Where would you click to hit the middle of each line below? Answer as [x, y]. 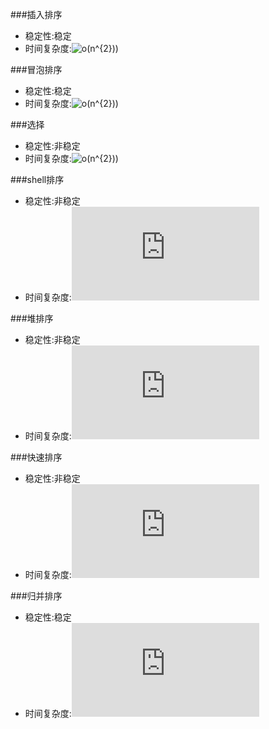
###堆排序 [32, 318]
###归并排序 [36, 596]
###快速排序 [36, 457]
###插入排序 [36, 14]
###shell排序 [37, 179]
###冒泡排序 [36, 69]
